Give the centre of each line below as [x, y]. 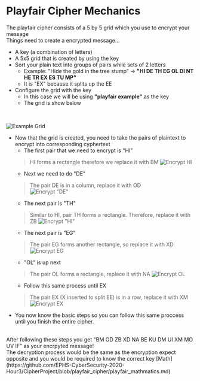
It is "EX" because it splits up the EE [68, 84]
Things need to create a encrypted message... [63, 40]
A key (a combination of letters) [53, 52]
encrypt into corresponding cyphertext [62, 144]
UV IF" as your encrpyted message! [50, 346]
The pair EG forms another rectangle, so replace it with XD [102, 244]
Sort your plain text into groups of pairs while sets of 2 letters [90, 65]
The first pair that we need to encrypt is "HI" [78, 150]
